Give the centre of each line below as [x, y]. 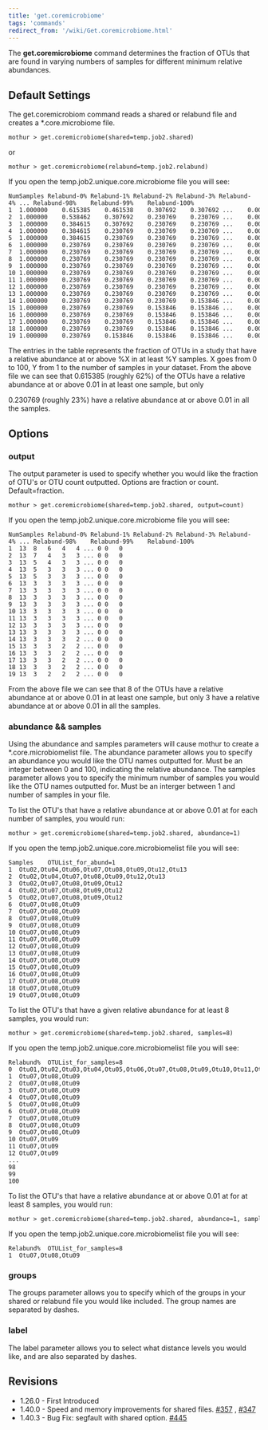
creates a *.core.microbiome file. [62, 123]
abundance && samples [55, 727]
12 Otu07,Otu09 [33, 1153]
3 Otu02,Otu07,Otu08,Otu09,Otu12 [66, 884]
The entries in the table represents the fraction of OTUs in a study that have [132, 351]
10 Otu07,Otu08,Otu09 [44, 933]
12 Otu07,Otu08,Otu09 [44, 947]
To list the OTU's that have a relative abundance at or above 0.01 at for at [128, 1196]
